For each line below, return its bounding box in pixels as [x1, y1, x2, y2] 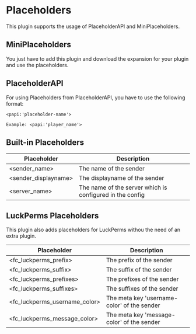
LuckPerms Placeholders [6, 211, 99, 221]
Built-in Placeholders [6, 137, 85, 147]
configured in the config [78, 191, 145, 199]
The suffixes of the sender [106, 284, 178, 293]
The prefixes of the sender [106, 275, 179, 283]
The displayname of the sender [78, 174, 164, 182]
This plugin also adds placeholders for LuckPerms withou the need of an [6, 226, 181, 234]
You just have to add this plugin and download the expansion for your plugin [6, 55, 189, 62]
